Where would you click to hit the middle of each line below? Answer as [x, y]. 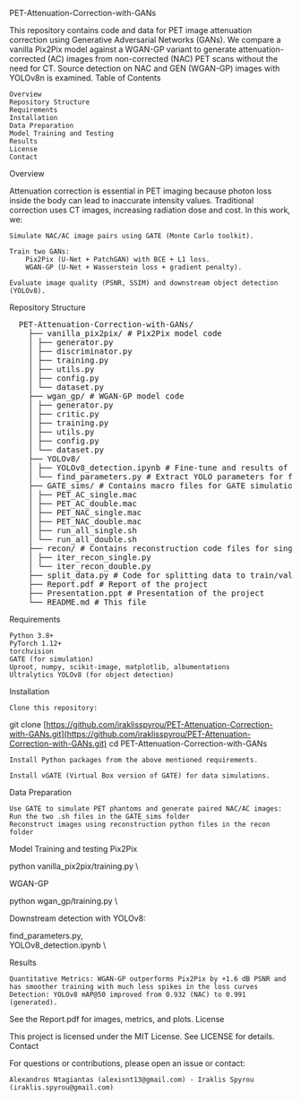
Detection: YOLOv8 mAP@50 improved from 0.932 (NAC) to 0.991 [128, 994]
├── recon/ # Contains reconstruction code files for [149, 549]
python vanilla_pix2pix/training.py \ [74, 866]
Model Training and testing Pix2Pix [73, 849]
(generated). [34, 1002]
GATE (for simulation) [52, 659]
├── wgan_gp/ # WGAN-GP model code [106, 396]
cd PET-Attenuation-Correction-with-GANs [188, 744]
